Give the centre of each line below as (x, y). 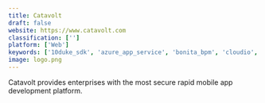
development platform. (45, 90)
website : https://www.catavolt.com (67, 30)
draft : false (30, 23)
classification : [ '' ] (44, 38)
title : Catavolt (35, 15)
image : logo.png (35, 60)
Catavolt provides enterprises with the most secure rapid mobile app (121, 82)
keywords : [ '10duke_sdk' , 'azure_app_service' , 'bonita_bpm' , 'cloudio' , (133, 52)
